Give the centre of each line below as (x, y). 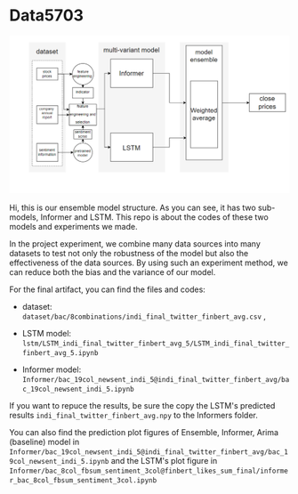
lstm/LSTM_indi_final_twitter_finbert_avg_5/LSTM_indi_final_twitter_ (156, 344)
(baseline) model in (44, 441)
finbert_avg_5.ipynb (60, 352)
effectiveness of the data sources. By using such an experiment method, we (149, 263)
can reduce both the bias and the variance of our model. (113, 271)
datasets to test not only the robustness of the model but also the (129, 253)
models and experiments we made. (73, 226)
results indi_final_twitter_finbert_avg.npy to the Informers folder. (133, 415)
